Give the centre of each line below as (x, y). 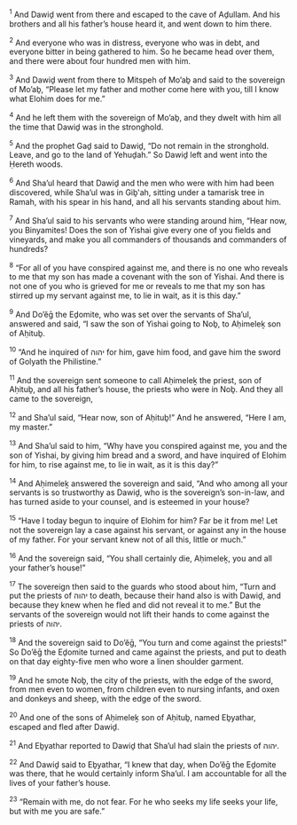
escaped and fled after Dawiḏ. (64, 727)
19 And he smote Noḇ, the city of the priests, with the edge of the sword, (141, 680)
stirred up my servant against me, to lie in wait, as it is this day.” (125, 295)
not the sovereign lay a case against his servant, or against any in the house (148, 530)
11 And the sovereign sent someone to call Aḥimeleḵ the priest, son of (136, 379)
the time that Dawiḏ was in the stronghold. (86, 127)
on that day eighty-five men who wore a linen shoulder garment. (126, 661)
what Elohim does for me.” (57, 98)
